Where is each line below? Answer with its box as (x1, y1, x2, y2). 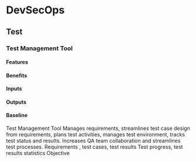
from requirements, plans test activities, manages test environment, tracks (6, 131, 185, 138)
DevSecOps (6, 3, 65, 17)
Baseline (6, 112, 28, 119)
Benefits (6, 72, 27, 79)
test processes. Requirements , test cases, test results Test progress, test (6, 143, 183, 150)
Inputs (6, 85, 22, 92)
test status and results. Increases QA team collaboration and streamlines (6, 138, 181, 145)
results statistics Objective (6, 150, 70, 157)
